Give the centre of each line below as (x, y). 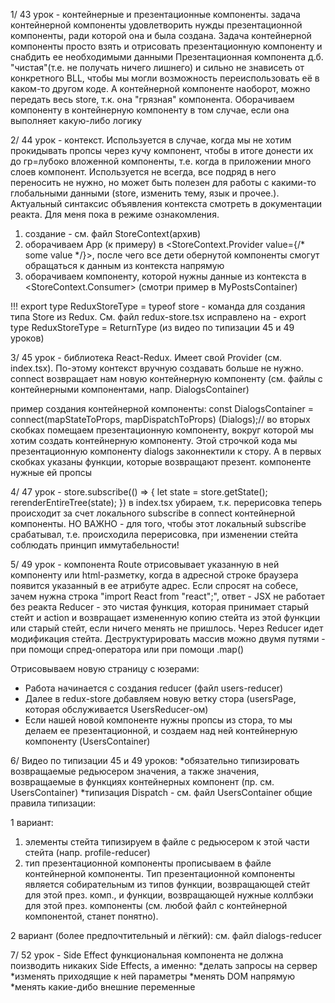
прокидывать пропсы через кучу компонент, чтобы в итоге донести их (162, 150)
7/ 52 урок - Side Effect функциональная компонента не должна (147, 955)
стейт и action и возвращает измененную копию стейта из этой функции (165, 617)
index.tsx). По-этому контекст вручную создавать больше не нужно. (157, 368)
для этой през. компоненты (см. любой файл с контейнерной (156, 905)
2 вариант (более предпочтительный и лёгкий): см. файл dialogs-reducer (166, 935)
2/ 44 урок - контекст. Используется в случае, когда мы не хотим (151, 140)
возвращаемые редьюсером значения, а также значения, (135, 771)
